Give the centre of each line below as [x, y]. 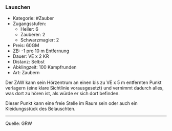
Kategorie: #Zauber [33, 18]
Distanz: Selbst [29, 62]
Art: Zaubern [26, 73]
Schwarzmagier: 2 [40, 40]
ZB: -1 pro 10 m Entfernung [41, 51]
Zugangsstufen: [29, 24]
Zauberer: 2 [33, 35]
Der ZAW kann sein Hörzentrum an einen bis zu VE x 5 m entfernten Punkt [83, 82]
